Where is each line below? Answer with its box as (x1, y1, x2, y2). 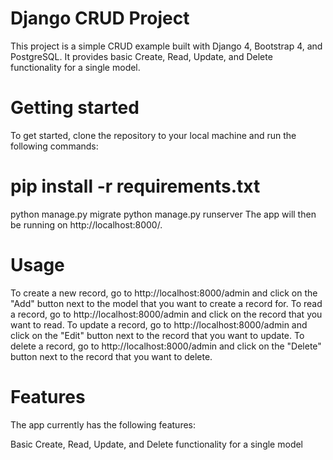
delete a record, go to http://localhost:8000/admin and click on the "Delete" (10, 340, 322, 352)
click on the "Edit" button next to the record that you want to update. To (10, 329, 305, 341)
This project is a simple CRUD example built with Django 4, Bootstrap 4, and (10, 40, 323, 52)
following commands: (10, 140, 99, 152)
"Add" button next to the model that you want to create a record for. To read (10, 297, 323, 309)
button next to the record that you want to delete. (10, 350, 213, 362)
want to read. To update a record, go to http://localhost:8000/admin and (10, 318, 308, 331)
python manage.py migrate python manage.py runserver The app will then (10, 208, 317, 220)
